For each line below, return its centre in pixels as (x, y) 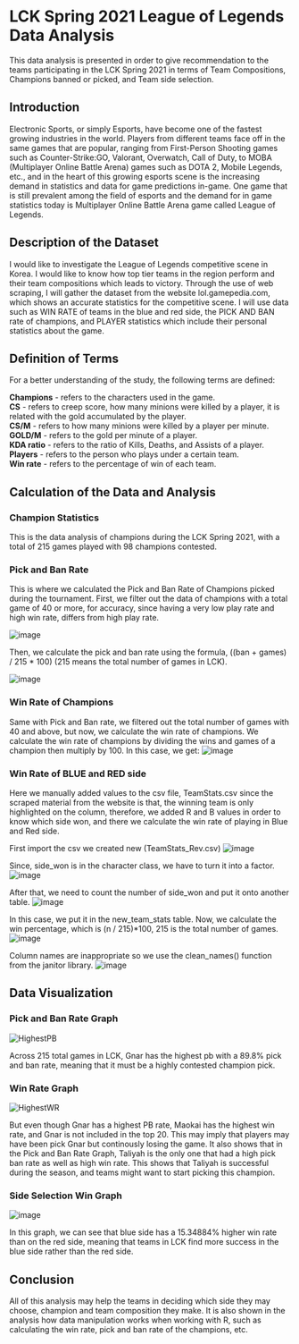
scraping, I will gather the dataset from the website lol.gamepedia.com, (140, 292)
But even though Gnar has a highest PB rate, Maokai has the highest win (142, 1125)
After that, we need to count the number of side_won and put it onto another (149, 892)
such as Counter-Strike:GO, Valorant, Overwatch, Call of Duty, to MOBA (141, 157)
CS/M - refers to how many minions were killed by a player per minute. (139, 426)
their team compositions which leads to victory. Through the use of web (141, 283)
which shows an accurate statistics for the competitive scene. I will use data (149, 302)
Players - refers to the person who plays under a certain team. (124, 454)
